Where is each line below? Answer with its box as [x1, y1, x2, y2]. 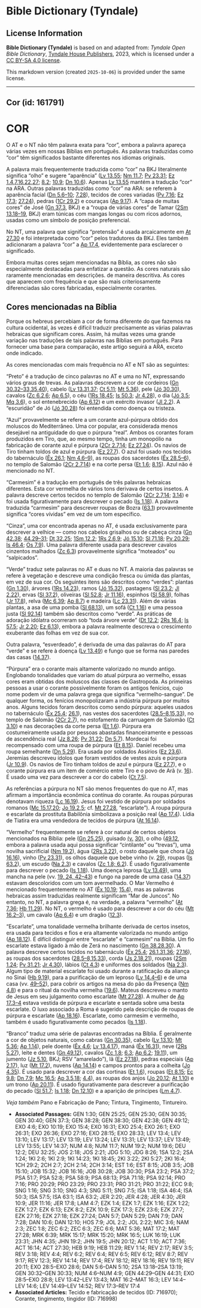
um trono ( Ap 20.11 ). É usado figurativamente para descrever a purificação [6, 1081, 190, 1088]
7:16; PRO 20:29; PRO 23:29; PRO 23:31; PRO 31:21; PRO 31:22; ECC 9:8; [14, 1180, 194, 1188]
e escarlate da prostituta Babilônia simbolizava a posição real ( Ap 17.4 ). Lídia [6, 811, 194, 818]
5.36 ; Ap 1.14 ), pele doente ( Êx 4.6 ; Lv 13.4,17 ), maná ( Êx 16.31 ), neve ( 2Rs [6, 1043, 187, 1050]
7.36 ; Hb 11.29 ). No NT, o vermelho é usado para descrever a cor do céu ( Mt [6, 905, 194, 912]
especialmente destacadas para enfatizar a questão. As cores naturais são [6, 265, 190, 273]
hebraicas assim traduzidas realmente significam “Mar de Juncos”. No [6, 892, 179, 899]
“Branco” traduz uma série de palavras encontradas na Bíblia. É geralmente [6, 1030, 192, 1037]
